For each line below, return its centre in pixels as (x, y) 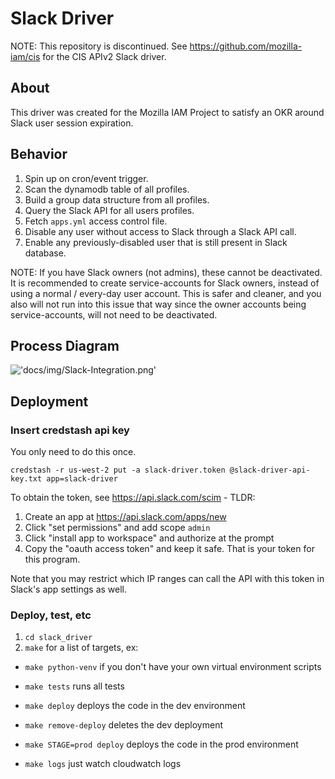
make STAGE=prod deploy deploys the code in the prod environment (161, 744)
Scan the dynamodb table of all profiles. (107, 189)
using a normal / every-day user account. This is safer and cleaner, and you (166, 293)
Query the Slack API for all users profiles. (109, 210)
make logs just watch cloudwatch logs (103, 764)
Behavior (39, 154)
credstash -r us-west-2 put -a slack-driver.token (118, 470)
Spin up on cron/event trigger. (86, 178)
